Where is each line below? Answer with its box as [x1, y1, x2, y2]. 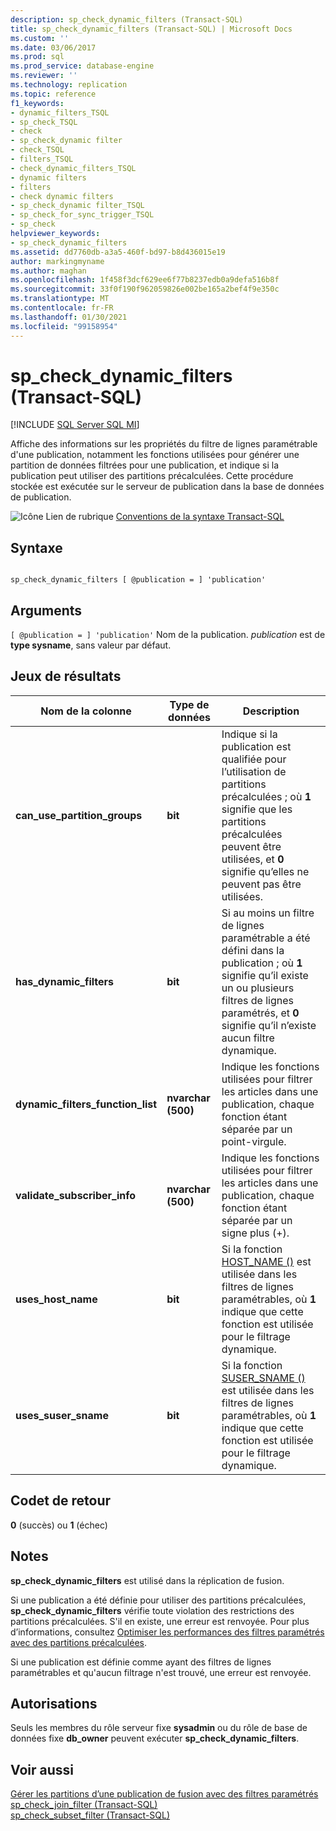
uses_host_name [15, 1292, 98, 1306]
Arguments [10, 602, 83, 619]
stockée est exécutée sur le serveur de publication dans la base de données [10, 481, 325, 493]
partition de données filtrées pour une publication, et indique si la [10, 459, 280, 471]
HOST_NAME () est [221, 1254, 312, 1268]
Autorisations [10, 1695, 98, 1712]
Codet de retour [10, 1492, 112, 1510]
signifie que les [221, 802, 293, 816]
